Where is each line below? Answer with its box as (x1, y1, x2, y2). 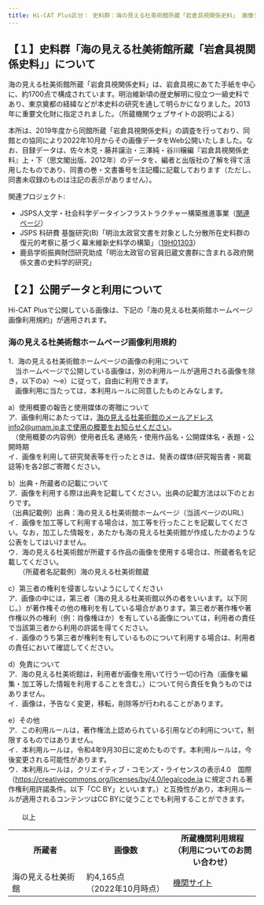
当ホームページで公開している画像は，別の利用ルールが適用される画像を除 (14, 366, 255, 375)
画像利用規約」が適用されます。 (8, 316, 112, 325)
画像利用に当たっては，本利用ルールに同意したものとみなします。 (14, 386, 228, 395)
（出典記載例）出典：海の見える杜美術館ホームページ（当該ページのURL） (8, 508, 248, 517)
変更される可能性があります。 (14, 755, 112, 764)
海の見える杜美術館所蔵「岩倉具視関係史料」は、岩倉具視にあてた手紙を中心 (8, 79, 256, 89)
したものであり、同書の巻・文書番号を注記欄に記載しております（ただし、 (14, 165, 255, 175)
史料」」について (18, 57, 96, 71)
